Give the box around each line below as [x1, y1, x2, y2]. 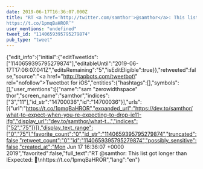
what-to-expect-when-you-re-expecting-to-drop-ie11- [6, 111, 142, 118]
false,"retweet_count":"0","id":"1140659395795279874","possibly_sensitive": [6, 137, 197, 144]
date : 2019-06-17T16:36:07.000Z [6, 8, 88, 15]
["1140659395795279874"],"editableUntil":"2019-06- [6, 60, 139, 67]
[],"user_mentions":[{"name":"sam [6, 86, 92, 92]
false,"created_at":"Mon [6, 143, 66, 150]
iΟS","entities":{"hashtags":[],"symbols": [79, 79, 179, 86]
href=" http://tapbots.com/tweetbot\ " [47, 73, 138, 80]
